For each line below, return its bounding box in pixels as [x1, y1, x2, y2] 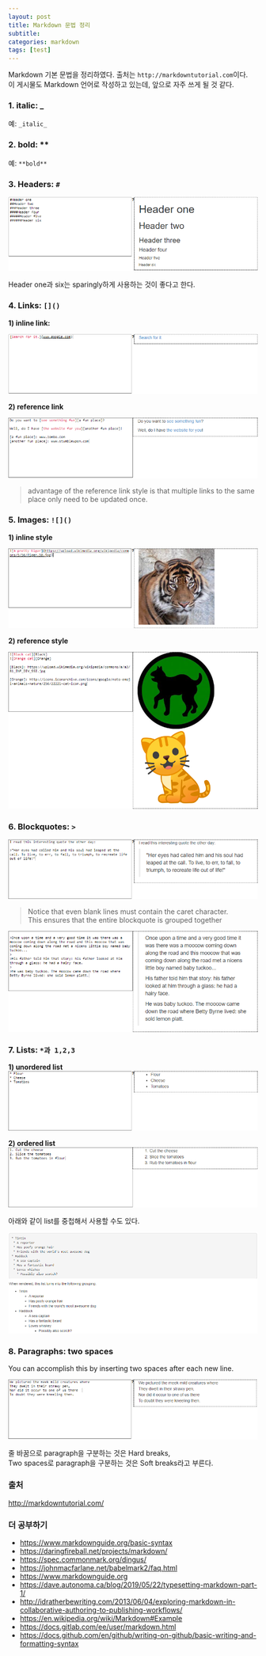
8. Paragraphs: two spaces [8, 1346, 113, 1357]
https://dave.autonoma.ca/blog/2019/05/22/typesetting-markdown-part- [19, 1580, 257, 1589]
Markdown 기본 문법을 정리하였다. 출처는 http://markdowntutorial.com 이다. [8, 70, 249, 79]
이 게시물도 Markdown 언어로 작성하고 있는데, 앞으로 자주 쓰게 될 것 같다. [8, 80, 235, 89]
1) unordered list [8, 1062, 63, 1072]
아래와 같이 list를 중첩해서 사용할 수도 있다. [8, 1216, 140, 1225]
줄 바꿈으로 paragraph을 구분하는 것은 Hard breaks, [8, 1448, 171, 1457]
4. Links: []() [8, 300, 61, 311]
